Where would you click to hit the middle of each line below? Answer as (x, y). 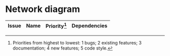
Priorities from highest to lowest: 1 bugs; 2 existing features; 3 (77, 43)
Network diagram (43, 9)
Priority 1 (56, 25)
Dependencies (90, 25)
